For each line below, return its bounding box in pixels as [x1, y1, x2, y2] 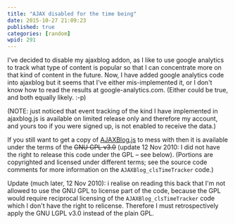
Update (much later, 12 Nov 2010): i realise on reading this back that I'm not [7, 179, 226, 187]
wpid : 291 [7, 37, 37, 44]
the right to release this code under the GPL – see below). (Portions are [7, 151, 213, 159]
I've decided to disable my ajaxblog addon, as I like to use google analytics [7, 56, 224, 64]
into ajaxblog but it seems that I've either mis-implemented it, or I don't [7, 78, 212, 87]
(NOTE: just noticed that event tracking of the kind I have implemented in [7, 107, 218, 116]
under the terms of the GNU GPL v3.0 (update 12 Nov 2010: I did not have [7, 143, 220, 151]
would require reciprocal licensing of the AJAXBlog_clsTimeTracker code [7, 194, 215, 203]
